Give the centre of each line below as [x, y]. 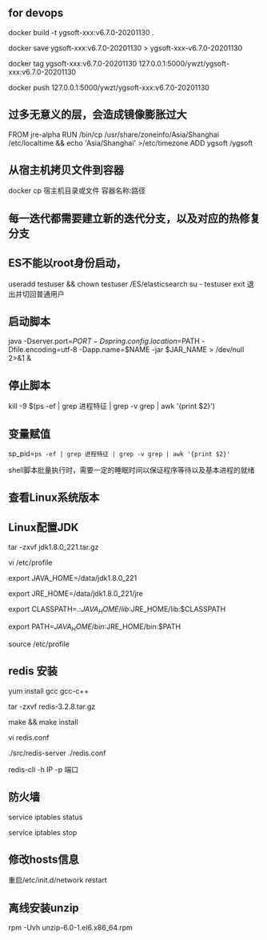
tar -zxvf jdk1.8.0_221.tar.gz [54, 547]
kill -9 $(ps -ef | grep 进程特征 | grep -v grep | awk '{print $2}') [112, 406]
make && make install [43, 722]
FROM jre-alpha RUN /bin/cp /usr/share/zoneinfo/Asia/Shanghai [114, 134]
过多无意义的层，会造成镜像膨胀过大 [98, 115]
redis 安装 [33, 671]
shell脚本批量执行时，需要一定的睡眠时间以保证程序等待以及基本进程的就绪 [132, 470]
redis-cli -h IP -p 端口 [43, 769]
